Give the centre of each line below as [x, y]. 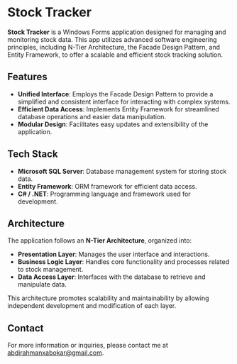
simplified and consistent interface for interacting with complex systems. [124, 101]
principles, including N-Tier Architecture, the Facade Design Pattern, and [114, 47]
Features [27, 77]
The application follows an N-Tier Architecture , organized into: [100, 241]
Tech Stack [33, 154]
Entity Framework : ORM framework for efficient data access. [107, 186]
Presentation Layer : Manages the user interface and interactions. [114, 254]
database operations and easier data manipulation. [92, 116]
